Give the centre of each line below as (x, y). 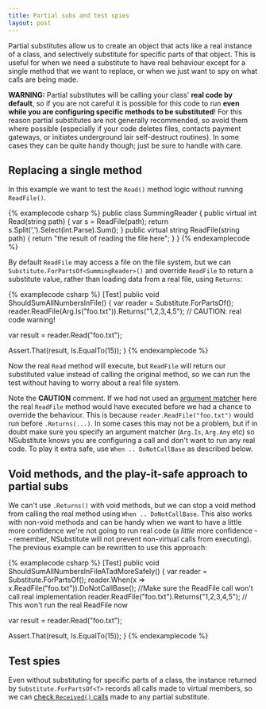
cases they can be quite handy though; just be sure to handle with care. (125, 145)
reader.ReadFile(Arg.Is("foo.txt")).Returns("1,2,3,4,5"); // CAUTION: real (125, 311)
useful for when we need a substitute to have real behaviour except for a (127, 62)
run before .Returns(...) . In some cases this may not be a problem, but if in (133, 424)
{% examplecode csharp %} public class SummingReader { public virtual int (132, 213)
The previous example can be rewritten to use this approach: (108, 548)
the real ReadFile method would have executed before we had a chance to (130, 407)
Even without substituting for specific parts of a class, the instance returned (132, 680)
